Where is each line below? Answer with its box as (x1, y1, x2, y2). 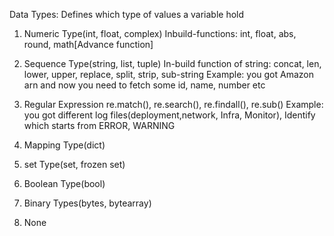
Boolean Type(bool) (23, 178, 106, 189)
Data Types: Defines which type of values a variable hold (9, 9, 245, 20)
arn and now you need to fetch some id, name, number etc (23, 79, 266, 91)
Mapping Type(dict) (23, 139, 106, 151)
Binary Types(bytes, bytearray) (23, 197, 152, 209)
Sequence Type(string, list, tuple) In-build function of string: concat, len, (23, 58, 322, 69)
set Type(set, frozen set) (23, 159, 126, 170)
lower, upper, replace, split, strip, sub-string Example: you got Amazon (23, 69, 314, 80)
